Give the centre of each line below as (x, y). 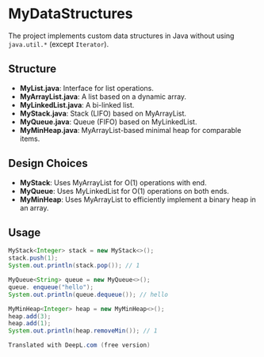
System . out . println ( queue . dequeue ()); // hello (88, 294)
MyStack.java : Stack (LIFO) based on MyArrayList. (103, 113)
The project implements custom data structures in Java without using (121, 36)
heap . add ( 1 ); (30, 324)
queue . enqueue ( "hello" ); (51, 287)
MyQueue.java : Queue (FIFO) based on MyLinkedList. (108, 122)
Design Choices (48, 163)
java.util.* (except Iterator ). (59, 44)
